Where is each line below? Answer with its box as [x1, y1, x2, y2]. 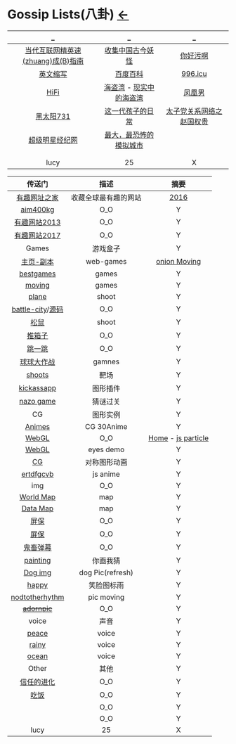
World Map [19, 492, 56, 501]
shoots [26, 370, 49, 380]
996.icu [181, 68, 207, 78]
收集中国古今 [104, 45, 147, 55]
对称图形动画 [85, 457, 128, 467]
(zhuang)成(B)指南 [22, 56, 84, 65]
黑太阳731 [35, 111, 71, 121]
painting [24, 555, 51, 565]
